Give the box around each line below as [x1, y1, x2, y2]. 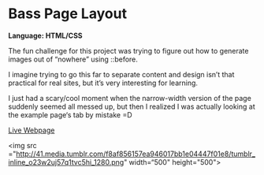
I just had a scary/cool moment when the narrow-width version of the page [8, 93, 252, 102]
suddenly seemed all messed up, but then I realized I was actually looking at [8, 102, 255, 111]
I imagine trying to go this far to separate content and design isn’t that [8, 69, 235, 79]
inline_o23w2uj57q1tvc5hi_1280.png [8, 157, 125, 166]
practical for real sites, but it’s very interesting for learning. [8, 78, 199, 87]
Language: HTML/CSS [8, 31, 83, 40]
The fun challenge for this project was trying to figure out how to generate [8, 46, 249, 55]
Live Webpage [8, 125, 55, 135]
